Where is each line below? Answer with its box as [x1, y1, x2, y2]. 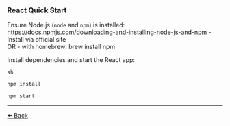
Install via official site [7, 35, 66, 44]
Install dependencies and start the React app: [7, 56, 136, 64]
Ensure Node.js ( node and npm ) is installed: [7, 21, 125, 29]
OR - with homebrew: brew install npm [7, 43, 116, 51]
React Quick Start [7, 5, 67, 15]
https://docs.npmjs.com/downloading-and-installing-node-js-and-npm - [7, 28, 212, 36]
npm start [7, 93, 36, 100]
